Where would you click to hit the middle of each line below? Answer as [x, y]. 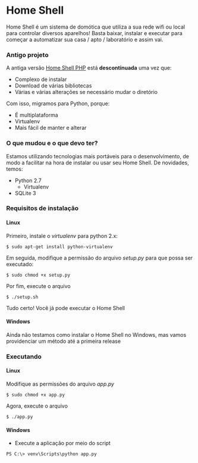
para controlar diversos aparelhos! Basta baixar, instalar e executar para [94, 33]
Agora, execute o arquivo [37, 406]
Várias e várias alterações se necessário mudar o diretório [86, 92]
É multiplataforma [36, 115]
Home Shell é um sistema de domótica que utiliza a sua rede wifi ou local [96, 27]
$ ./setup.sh [22, 297]
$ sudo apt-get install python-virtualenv [59, 247]
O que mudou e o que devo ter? [52, 143]
